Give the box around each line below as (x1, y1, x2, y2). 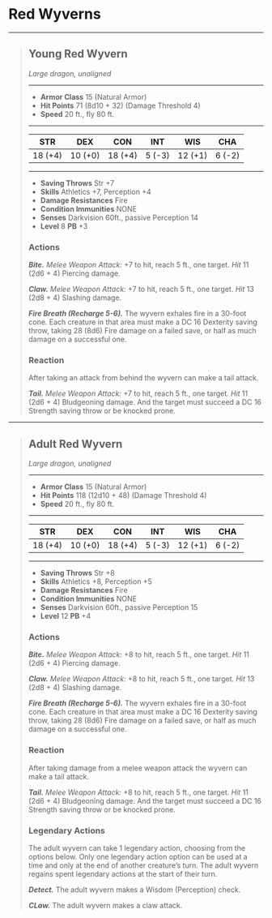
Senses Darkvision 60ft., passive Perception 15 (40, 603, 198, 612)
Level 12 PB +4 (40, 611, 91, 621)
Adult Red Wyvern (28, 437, 123, 451)
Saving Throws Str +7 (40, 178, 115, 187)
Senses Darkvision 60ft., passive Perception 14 (40, 212, 198, 222)
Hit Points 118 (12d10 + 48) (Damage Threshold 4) (40, 491, 207, 500)
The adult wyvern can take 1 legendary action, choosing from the (28, 843, 245, 853)
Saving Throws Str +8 (40, 568, 115, 578)
